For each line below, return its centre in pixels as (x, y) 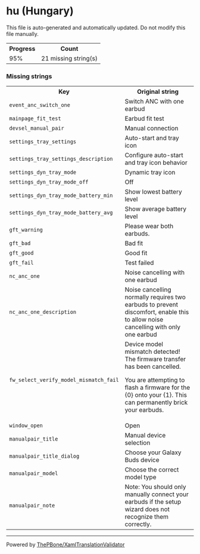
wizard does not (147, 509)
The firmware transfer (155, 359)
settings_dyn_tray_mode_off (49, 182)
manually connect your (157, 494)
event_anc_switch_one (40, 105)
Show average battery (156, 209)
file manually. (22, 33)
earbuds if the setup (153, 502)
